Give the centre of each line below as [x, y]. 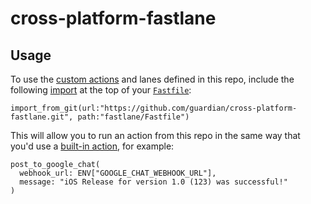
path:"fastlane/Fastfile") [133, 117]
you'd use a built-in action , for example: [92, 146]
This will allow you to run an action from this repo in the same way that [155, 135]
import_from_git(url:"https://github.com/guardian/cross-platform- [154, 108]
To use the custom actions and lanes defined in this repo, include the [152, 79]
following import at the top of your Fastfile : [101, 90]
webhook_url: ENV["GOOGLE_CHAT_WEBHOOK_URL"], [118, 173]
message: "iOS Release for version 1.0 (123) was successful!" [153, 182]
